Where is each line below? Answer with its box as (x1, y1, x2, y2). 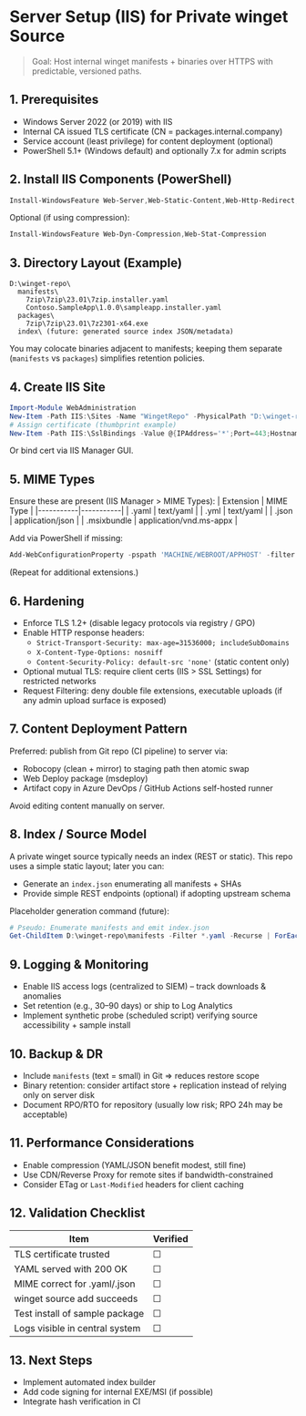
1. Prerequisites (9, 92, 99, 108)
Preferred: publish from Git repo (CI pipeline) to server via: (9, 745, 229, 756)
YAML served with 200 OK (14, 1262, 128, 1275)
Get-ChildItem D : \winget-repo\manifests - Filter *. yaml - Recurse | (9, 931, 271, 940)
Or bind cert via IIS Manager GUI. (9, 445, 134, 457)
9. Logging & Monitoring (9, 957, 148, 972)
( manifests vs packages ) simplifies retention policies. (9, 353, 205, 364)
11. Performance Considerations (9, 1135, 195, 1151)
